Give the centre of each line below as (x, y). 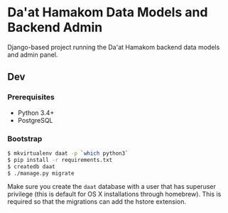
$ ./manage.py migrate (41, 173)
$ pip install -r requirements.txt (60, 160)
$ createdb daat (31, 166)
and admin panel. (33, 55)
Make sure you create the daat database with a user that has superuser (112, 187)
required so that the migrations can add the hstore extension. (97, 202)
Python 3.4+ (36, 113)
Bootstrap (25, 138)
